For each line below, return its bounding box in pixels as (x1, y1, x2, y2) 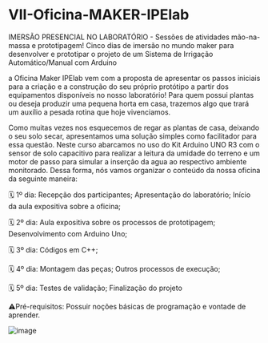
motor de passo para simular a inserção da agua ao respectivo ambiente (8, 156, 247, 166)
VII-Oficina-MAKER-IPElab (8, 6, 190, 24)
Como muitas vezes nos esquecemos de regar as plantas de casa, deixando (8, 123, 260, 132)
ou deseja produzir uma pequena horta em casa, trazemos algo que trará (8, 99, 250, 108)
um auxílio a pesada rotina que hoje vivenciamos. (8, 107, 171, 117)
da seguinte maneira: (8, 174, 78, 184)
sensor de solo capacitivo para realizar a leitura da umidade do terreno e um (8, 148, 260, 158)
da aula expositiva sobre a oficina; (8, 201, 122, 211)
